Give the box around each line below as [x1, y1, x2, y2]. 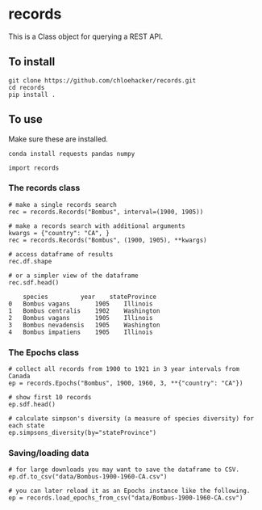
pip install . [8, 91, 56, 99]
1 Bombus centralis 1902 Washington [8, 306, 160, 315]
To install [8, 55, 56, 69]
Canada [8, 373, 31, 381]
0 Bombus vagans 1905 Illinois [8, 300, 153, 308]
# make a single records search [8, 200, 117, 209]
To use [8, 112, 43, 126]
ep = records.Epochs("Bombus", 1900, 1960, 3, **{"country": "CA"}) [8, 379, 243, 388]
